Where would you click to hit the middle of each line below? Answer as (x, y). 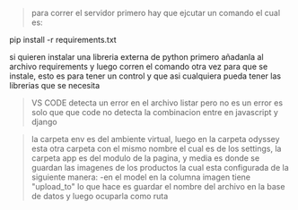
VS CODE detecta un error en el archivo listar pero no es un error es (157, 103)
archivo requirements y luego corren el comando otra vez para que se (139, 67)
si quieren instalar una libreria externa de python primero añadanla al (136, 57)
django (44, 122)
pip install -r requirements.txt (63, 40)
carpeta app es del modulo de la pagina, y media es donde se (145, 158)
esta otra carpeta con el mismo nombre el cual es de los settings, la (156, 148)
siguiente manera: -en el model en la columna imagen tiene (141, 177)
